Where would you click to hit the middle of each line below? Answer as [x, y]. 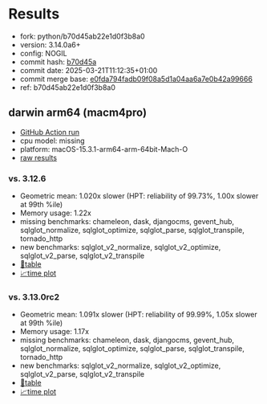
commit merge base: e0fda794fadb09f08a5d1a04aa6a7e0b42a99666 [136, 79]
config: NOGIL [43, 53]
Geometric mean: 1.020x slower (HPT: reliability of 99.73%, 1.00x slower [139, 196]
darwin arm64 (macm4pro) [77, 113]
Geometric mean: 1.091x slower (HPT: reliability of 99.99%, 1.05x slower [139, 315]
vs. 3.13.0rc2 [34, 296]
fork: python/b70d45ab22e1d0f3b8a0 [83, 36]
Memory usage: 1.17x [55, 332]
